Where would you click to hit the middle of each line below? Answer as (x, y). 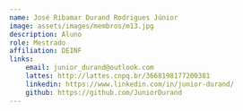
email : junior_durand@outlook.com (90, 68)
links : (22, 59)
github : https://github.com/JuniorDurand (104, 92)
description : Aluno (46, 34)
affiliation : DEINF (46, 51)
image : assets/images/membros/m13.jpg (82, 26)
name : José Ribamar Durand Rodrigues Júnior (94, 17)
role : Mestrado (38, 43)
